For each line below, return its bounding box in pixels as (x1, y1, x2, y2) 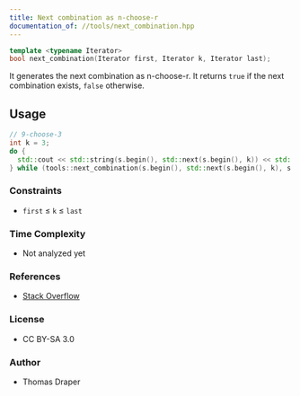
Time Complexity (9, 227, 86, 240)
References (9, 270, 61, 283)
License (9, 313, 45, 326)
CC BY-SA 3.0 (22, 333, 75, 344)
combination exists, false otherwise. (9, 80, 146, 91)
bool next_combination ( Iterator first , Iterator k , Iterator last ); (9, 55, 271, 64)
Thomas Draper (22, 376, 81, 387)
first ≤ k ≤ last (22, 205, 83, 216)
